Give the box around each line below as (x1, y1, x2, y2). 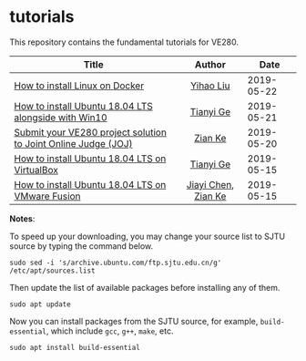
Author (194, 57, 226, 70)
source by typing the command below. (9, 240, 154, 252)
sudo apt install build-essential (9, 343, 141, 352)
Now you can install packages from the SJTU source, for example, (9, 315, 259, 326)
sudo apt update (9, 299, 71, 309)
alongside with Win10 (14, 111, 107, 124)
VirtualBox (14, 163, 59, 176)
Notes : (9, 212, 36, 224)
